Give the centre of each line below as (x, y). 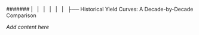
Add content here (28, 27)
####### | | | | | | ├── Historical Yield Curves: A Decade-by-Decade (100, 9)
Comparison (22, 15)
